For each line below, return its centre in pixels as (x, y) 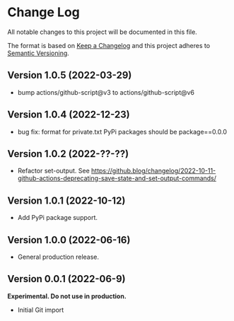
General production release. (58, 257)
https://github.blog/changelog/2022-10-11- (153, 171)
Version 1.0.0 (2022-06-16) (69, 240)
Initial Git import (41, 310)
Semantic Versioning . (38, 53)
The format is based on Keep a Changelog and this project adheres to (109, 45)
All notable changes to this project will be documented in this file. (103, 32)
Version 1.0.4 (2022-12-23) (69, 115)
